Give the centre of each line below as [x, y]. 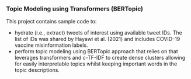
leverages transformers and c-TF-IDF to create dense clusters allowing [100, 58]
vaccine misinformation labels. [51, 45]
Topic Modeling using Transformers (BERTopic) [74, 9]
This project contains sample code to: [51, 22]
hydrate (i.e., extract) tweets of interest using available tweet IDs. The [98, 33]
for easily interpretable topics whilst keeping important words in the [96, 64]
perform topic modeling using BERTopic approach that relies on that [96, 51]
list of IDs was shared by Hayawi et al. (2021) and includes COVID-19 [97, 39]
